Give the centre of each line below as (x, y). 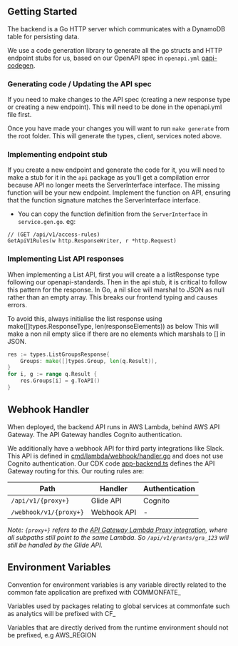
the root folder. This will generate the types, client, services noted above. (115, 136)
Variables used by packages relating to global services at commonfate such (119, 606)
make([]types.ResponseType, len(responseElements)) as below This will (113, 326)
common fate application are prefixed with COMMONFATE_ (94, 592)
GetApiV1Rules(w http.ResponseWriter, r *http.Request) (92, 241)
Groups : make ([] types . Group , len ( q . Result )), (89, 361)
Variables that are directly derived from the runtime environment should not (118, 627)
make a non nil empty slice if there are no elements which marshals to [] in (117, 334)
